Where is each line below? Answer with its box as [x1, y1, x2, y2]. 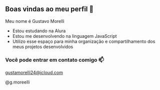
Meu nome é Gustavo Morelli [5, 18, 64, 24]
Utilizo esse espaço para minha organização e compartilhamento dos [12, 38, 155, 44]
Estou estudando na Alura [12, 28, 66, 34]
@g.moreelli [5, 79, 30, 85]
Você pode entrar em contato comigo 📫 [5, 56, 104, 63]
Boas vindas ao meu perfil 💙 [5, 5, 94, 13]
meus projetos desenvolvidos [12, 43, 73, 50]
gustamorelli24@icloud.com [5, 70, 63, 76]
